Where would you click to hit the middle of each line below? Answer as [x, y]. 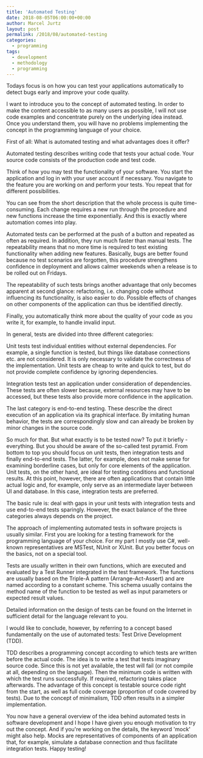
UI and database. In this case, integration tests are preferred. [83, 491]
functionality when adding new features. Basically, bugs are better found [97, 254]
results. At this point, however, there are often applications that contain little [101, 479]
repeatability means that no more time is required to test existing [87, 247]
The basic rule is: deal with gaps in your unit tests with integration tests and [101, 504]
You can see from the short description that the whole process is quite [95, 203]
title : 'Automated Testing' [42, 12]
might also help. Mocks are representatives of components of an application [102, 736]
